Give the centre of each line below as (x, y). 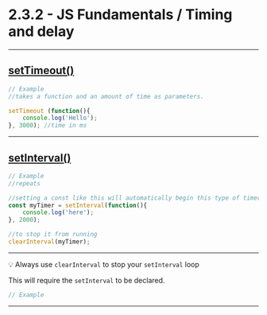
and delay (41, 31)
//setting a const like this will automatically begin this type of (124, 198)
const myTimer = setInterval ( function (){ (78, 205)
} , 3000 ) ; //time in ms (48, 126)
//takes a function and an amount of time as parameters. (106, 96)
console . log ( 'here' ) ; (58, 212)
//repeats (25, 183)
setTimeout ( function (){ (49, 111)
